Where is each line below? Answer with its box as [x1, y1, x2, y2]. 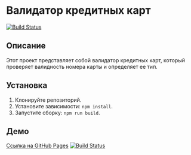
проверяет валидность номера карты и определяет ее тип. [6, 63, 158, 70]
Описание [6, 41, 46, 51]
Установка [6, 80, 48, 90]
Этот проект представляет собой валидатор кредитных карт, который [6, 56, 186, 63]
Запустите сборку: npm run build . [14, 109, 100, 116]
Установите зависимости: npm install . [14, 102, 113, 110]
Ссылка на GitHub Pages [6, 142, 69, 150]
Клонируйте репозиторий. [14, 96, 82, 104]
